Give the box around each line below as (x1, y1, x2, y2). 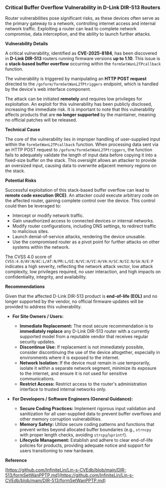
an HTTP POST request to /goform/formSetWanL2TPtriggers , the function (5, 147, 152, 153)
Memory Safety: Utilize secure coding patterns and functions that (19, 421, 155, 427)
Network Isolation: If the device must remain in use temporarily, (19, 360, 151, 366)
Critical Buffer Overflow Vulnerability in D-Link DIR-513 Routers (5, 4, 161, 11)
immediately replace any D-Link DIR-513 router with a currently (19, 328, 150, 334)
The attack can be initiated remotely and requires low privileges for (5, 96, 142, 102)
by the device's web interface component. (5, 86, 91, 92)
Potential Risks (5, 178, 37, 184)
